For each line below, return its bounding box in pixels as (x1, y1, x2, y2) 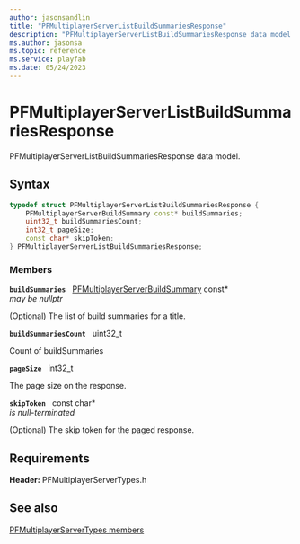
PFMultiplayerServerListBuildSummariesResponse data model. (9, 150, 241, 162)
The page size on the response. (9, 381, 128, 391)
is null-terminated (9, 408, 75, 418)
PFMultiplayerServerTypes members (9, 524, 145, 535)
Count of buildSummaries (9, 346, 104, 356)
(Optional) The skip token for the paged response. (9, 425, 195, 435)
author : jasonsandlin (9, 13, 91, 22)
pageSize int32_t (9, 363, 74, 373)
